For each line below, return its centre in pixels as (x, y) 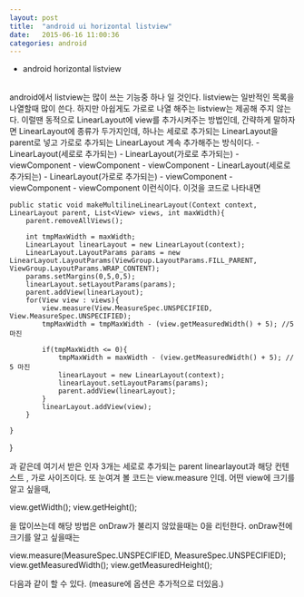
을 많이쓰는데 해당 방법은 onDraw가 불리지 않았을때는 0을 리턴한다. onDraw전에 (151, 526)
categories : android (49, 43)
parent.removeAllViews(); (75, 221)
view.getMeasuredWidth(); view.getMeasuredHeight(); (111, 565)
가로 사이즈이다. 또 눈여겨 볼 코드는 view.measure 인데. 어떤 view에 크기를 (162, 478)
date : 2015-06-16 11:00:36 (64, 34)
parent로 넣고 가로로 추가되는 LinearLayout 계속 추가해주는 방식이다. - (135, 142)
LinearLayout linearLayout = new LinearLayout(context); (136, 245)
